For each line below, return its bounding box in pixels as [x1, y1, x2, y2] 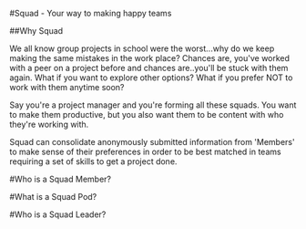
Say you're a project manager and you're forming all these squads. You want [9, 99, 297, 110]
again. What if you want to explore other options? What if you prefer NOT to [9, 72, 293, 83]
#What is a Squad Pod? [9, 192, 97, 202]
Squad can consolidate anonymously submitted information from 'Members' [9, 137, 295, 147]
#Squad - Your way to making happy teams [9, 8, 172, 18]
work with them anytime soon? [9, 82, 125, 92]
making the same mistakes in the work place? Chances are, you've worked [9, 53, 290, 63]
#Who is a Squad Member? [9, 173, 112, 184]
